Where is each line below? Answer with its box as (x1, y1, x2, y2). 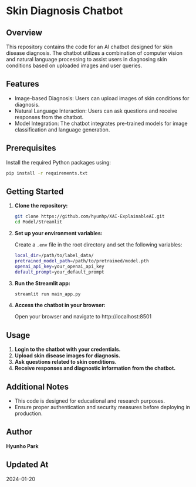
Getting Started (6, 186, 64, 196)
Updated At (6, 460, 49, 470)
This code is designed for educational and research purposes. (14, 397, 165, 404)
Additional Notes (6, 381, 69, 391)
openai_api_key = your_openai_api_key (14, 264, 104, 269)
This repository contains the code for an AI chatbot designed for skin (6, 43, 173, 50)
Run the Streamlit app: (14, 279, 70, 287)
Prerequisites (6, 143, 56, 153)
